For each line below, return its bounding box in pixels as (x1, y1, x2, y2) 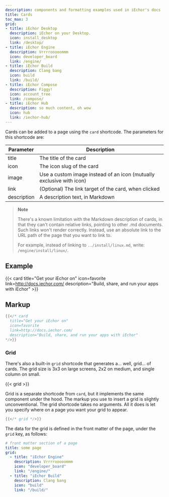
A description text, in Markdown (39, 193, 115, 200)
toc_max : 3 (5, 17, 28, 22)
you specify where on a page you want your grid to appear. (5, 406, 128, 412)
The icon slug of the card (39, 162, 99, 170)
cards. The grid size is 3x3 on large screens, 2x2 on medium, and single (5, 366, 155, 372)
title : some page (5, 445, 42, 450)
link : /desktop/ (10, 40, 44, 45)
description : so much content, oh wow (10, 106, 92, 111)
